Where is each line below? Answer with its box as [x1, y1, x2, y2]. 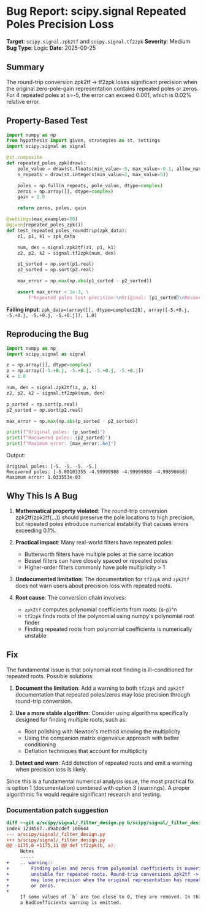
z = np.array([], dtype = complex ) [6, 362, 92, 368]
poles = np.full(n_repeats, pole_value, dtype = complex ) [17, 182, 164, 188]
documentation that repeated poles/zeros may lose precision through [15, 690, 191, 698]
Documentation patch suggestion [6, 806, 109, 814]
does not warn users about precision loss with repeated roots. [15, 582, 172, 589]
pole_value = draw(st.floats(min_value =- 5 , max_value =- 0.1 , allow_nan [17, 166, 202, 172]
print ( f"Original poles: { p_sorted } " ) [6, 429, 105, 435]
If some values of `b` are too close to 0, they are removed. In [20, 894, 191, 900]
